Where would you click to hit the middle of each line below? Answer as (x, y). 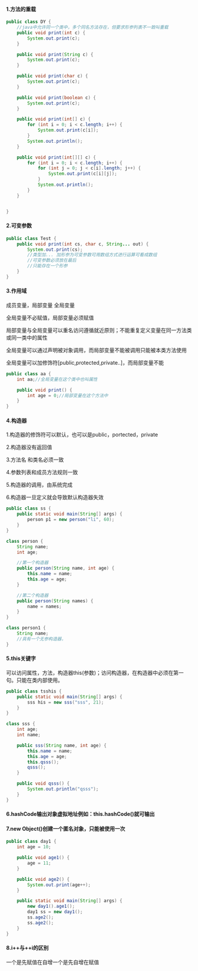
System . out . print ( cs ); (55, 250)
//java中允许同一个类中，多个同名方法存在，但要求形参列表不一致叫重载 (93, 27)
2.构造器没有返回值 (29, 447)
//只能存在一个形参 (47, 266)
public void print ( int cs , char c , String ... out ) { (83, 244)
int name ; (29, 735)
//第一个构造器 (33, 563)
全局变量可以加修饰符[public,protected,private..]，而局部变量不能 (85, 362)
